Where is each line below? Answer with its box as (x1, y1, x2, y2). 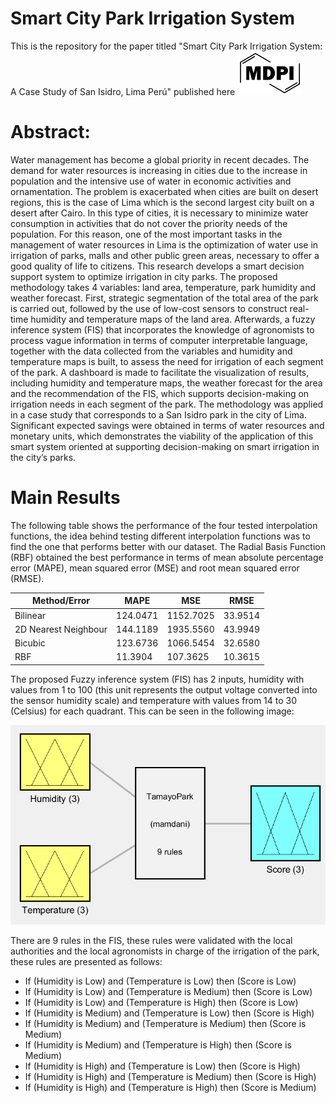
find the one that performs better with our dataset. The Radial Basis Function (10, 540, 326, 552)
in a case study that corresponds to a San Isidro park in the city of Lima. (10, 408, 307, 421)
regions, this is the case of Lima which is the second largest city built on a (10, 196, 315, 208)
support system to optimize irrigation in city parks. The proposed (10, 270, 278, 282)
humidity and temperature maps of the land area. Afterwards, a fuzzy (30, 313, 316, 325)
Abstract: (10, 121, 91, 144)
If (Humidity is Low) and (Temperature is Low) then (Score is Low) (24, 975, 297, 987)
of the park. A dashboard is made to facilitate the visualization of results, (10, 366, 310, 378)
